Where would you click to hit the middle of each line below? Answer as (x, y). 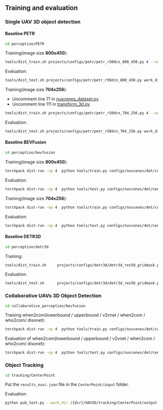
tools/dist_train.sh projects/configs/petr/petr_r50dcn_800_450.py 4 (77, 62)
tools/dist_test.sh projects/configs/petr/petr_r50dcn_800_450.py (73, 80)
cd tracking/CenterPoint (30, 375)
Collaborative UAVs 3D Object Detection (53, 296)
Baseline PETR (20, 33)
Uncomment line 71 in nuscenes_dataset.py (55, 99)
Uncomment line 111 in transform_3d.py (51, 104)
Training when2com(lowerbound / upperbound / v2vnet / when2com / (75, 315)
